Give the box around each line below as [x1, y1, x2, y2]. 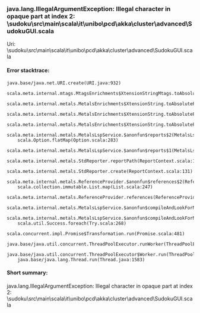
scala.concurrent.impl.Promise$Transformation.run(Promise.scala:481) [7, 230, 185, 236]
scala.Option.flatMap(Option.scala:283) [17, 137, 119, 143]
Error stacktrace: [7, 67, 50, 74]
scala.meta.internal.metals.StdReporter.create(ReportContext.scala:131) [7, 168, 193, 174]
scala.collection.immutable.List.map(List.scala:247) [17, 184, 153, 190]
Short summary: [7, 269, 48, 276]
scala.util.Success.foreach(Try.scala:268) [17, 220, 127, 226]
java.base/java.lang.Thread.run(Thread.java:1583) [17, 257, 145, 263]
